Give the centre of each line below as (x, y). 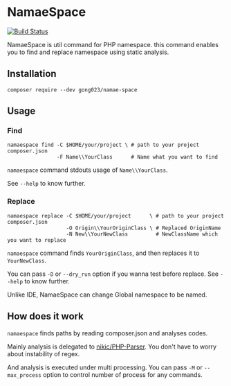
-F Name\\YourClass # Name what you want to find (137, 157)
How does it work (46, 316)
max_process (24, 375)
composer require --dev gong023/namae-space (72, 90)
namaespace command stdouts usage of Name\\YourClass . (87, 170)
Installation (32, 74)
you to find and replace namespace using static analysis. (88, 52)
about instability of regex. (44, 353)
